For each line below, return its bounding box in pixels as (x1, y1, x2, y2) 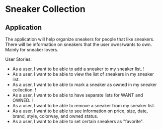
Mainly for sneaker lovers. (5, 47, 59, 52)
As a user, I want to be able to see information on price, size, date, (12, 108, 148, 114)
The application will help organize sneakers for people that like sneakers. (5, 36, 155, 42)
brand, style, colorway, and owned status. (12, 113, 98, 119)
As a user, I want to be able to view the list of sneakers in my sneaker (12, 71, 154, 77)
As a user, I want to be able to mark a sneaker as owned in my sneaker (12, 82, 158, 87)
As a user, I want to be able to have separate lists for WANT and (12, 92, 143, 98)
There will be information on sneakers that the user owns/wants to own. (5, 42, 153, 47)
